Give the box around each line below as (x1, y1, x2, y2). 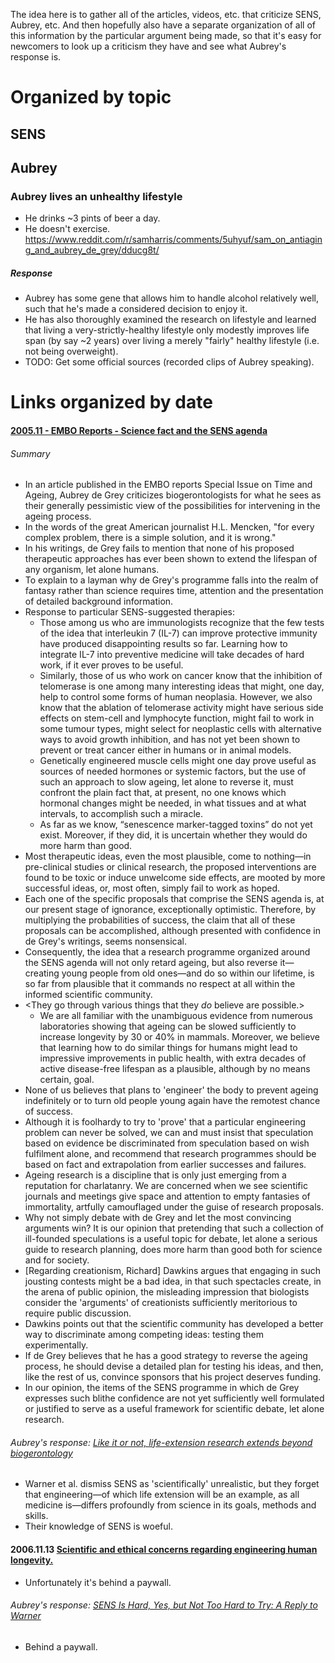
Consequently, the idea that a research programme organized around (24, 946, 311, 958)
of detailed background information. (24, 595, 174, 608)
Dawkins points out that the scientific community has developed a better (24, 1318, 324, 1330)
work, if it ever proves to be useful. (39, 659, 184, 671)
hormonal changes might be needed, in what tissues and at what (39, 797, 307, 809)
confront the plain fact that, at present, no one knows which (39, 787, 287, 799)
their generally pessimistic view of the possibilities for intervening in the (24, 500, 321, 512)
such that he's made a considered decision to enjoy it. (24, 303, 248, 315)
